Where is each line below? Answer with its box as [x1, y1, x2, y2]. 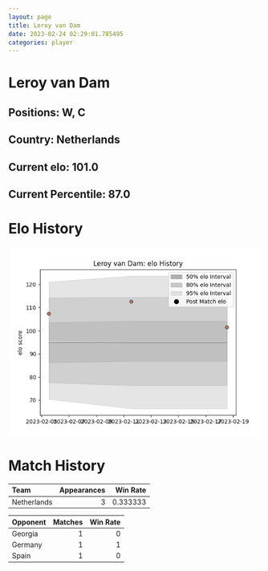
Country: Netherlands [8, 133, 120, 147]
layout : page [8, 13, 52, 21]
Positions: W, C [8, 105, 86, 119]
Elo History [8, 220, 83, 238]
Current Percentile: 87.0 [8, 188, 131, 200]
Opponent [11, 517, 47, 527]
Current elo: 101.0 [8, 160, 99, 174]
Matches [52, 517, 83, 527]
